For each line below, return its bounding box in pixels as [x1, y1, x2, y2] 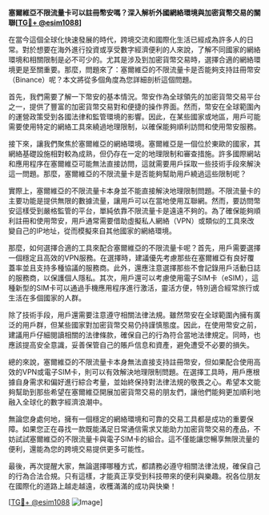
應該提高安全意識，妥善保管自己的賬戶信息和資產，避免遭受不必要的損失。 [8, 340, 254, 349]
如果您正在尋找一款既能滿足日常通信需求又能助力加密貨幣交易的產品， [22, 424, 254, 433]
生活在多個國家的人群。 [8, 293, 86, 303]
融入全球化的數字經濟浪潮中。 [8, 397, 106, 407]
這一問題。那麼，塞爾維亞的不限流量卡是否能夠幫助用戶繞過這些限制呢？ [8, 169, 247, 179]
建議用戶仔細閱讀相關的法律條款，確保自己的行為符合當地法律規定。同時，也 [8, 330, 261, 340]
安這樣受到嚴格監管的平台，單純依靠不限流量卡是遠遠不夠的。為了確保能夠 [8, 206, 254, 215]
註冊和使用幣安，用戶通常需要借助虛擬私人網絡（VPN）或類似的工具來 [14, 216, 248, 225]
